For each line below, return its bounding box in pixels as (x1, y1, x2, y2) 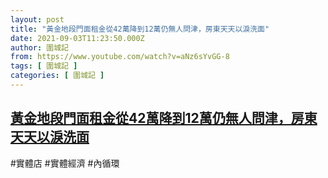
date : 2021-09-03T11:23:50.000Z (10, 33, 145, 43)
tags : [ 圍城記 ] (10, 61, 78, 71)
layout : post (10, 14, 65, 25)
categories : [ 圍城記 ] (10, 71, 105, 81)
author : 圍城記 (10, 42, 69, 53)
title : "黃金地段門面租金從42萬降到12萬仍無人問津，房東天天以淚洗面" (10, 24, 270, 34)
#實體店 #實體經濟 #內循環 (10, 157, 120, 169)
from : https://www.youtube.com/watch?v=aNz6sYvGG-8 (10, 52, 230, 62)
